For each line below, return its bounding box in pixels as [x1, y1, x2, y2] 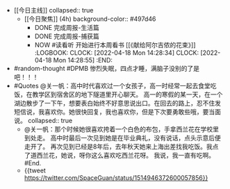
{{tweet [24, 166, 47, 174]
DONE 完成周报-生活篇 [34, 24, 99, 31]
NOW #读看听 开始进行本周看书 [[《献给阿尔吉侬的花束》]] [34, 41, 196, 49]
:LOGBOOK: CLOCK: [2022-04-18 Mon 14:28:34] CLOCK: [34, 49, 199, 57]
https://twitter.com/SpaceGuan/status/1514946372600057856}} [24, 174, 208, 182]
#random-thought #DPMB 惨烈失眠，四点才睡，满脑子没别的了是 [13, 65, 200, 72]
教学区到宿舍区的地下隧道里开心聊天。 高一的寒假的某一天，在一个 [32, 90, 223, 99]
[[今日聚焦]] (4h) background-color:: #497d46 [24, 15, 156, 23]
